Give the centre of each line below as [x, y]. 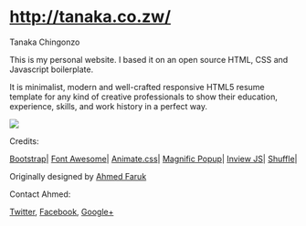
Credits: [24, 141]
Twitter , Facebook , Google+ [62, 211]
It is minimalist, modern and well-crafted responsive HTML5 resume [137, 87]
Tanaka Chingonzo [45, 42]
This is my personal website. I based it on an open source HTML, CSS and [149, 59]
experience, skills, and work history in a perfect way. [109, 106]
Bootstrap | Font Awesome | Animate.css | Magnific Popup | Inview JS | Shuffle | [154, 159]
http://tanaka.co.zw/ [90, 17]
